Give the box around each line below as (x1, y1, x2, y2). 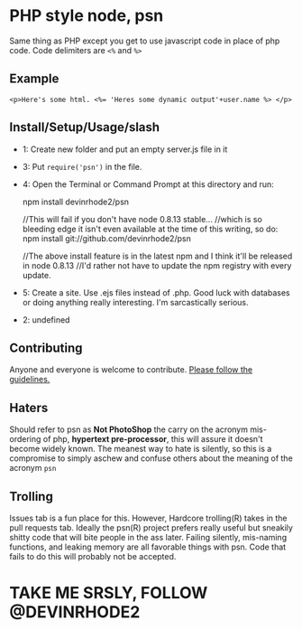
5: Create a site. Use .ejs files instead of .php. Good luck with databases (22, 286, 290, 298)
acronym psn (9, 463, 57, 474)
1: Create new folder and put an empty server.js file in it (22, 144, 228, 155)
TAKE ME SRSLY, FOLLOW (9, 583, 208, 604)
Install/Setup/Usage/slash (9, 119, 160, 136)
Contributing (9, 340, 83, 355)
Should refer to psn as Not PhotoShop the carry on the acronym (9, 424, 248, 435)
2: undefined (22, 314, 70, 325)
